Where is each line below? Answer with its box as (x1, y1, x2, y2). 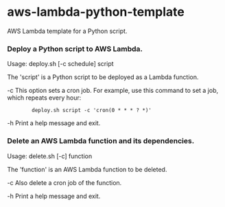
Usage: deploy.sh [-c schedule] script (7, 60, 115, 68)
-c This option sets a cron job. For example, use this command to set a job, (7, 87, 219, 95)
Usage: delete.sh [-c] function (7, 152, 93, 160)
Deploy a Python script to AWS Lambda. (7, 44, 143, 54)
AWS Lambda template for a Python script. (7, 27, 128, 35)
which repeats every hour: (7, 94, 82, 102)
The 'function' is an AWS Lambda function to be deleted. (7, 165, 167, 173)
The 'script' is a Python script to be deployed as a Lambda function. (7, 73, 199, 81)
